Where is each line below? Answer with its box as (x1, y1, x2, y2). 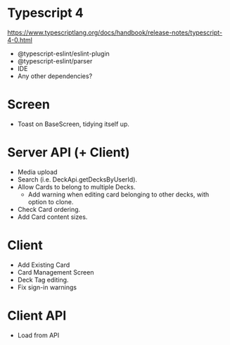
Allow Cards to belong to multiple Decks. (17, 182, 136, 191)
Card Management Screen (17, 268, 94, 276)
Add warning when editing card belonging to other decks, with (27, 190, 210, 199)
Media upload (17, 168, 58, 176)
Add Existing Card (17, 261, 70, 269)
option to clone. (27, 197, 74, 206)
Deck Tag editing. (17, 275, 69, 284)
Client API (7, 308, 67, 323)
